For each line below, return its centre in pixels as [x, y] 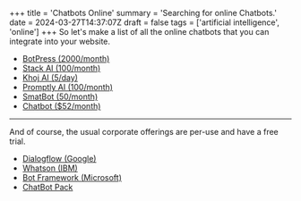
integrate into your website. [60, 41]
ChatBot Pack [47, 187]
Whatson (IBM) [50, 168]
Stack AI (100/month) [61, 68]
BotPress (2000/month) [66, 59]
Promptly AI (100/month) [68, 87]
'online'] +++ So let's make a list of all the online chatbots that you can [139, 32]
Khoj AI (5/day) [50, 78]
